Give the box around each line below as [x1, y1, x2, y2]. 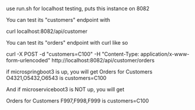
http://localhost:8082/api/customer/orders [51, 57, 155, 64]
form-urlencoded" [6, 57, 51, 64]
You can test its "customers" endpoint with [6, 16, 110, 23]
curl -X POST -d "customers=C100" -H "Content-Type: [6, 51, 139, 58]
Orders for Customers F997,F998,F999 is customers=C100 [6, 97, 149, 104]
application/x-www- [140, 51, 190, 58]
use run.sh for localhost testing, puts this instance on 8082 [6, 5, 149, 12]
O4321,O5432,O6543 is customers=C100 [6, 75, 107, 81]
